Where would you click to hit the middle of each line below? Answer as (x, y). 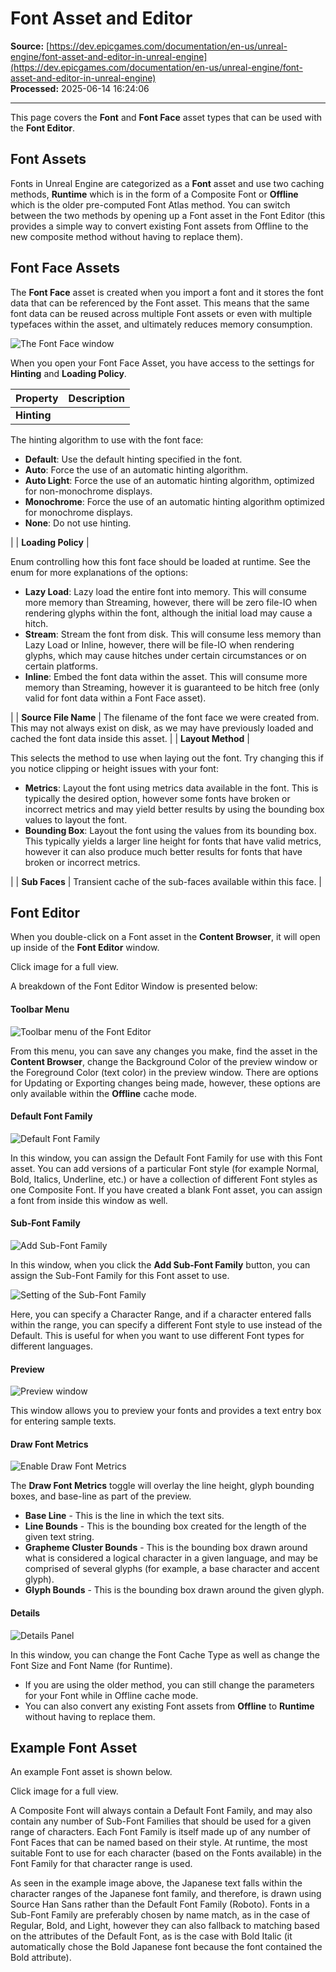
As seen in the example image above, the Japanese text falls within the (156, 1883)
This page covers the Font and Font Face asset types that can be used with (166, 117)
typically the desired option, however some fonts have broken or (157, 798)
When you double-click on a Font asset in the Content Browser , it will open (165, 937)
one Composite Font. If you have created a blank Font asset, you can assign (166, 1189)
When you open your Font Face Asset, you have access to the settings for (162, 363)
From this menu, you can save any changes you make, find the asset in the (164, 1051)
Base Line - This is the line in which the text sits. (124, 1516)
